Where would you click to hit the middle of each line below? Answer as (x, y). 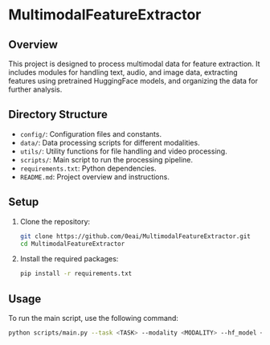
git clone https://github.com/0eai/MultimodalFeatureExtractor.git (135, 236)
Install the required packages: (69, 259)
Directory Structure (58, 115)
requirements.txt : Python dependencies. (88, 168)
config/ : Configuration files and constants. (91, 133)
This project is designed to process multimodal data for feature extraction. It (134, 64)
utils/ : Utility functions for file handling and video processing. (123, 151)
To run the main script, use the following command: (94, 318)
